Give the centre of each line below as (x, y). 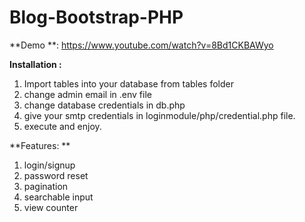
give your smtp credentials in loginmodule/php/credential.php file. (159, 115)
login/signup (49, 165)
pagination (46, 186)
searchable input (58, 197)
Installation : (35, 64)
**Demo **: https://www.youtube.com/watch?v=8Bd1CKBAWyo (141, 45)
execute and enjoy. (62, 126)
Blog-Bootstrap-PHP (96, 17)
